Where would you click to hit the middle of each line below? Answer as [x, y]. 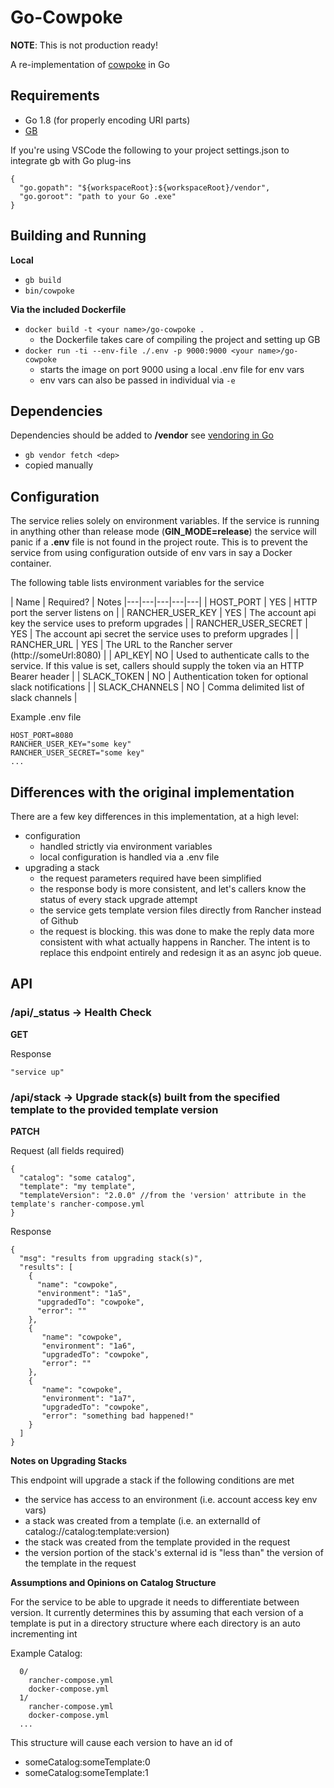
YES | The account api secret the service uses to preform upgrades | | [154, 634]
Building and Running [78, 236]
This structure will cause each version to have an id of [121, 1742]
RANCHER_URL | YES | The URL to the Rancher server [121, 645]
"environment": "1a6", [89, 1346]
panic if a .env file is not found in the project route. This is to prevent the [159, 542]
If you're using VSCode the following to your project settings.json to [150, 150]
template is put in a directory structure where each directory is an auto [155, 1623]
